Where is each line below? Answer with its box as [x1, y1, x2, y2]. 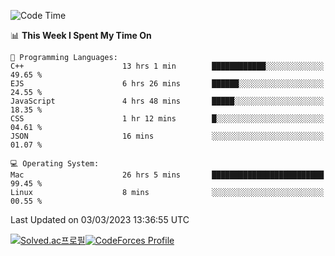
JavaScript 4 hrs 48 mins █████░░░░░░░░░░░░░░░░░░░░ [10, 96, 325, 106]
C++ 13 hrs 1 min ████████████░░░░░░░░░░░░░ [10, 61, 325, 71]
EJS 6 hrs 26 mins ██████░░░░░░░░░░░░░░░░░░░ [10, 79, 325, 89]
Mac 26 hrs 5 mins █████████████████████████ [10, 170, 325, 180]
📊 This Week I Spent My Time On [10, 30, 152, 41]
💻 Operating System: [10, 159, 100, 169]
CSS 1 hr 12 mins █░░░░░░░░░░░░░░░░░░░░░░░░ [10, 114, 325, 124]
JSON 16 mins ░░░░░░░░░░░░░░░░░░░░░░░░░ [10, 131, 325, 141]
